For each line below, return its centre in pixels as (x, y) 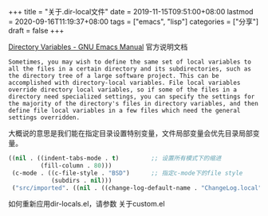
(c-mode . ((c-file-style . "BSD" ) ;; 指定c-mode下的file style (127, 173)
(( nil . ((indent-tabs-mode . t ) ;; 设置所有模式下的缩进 (115, 158)
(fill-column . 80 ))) (76, 165)
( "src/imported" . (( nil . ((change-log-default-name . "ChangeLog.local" (137, 188)
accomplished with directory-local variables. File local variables (124, 83)
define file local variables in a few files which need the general (124, 110)
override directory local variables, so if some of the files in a (123, 90)
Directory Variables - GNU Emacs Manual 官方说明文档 (98, 47)
